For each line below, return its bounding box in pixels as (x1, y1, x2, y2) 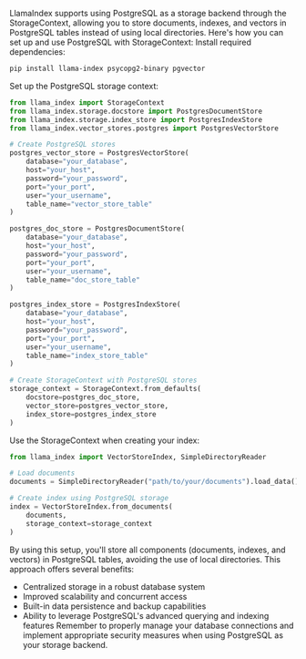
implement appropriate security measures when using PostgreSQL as (22, 629, 284, 641)
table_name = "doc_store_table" (25, 275, 141, 284)
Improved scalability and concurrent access (22, 591, 188, 602)
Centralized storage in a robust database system (22, 581, 206, 592)
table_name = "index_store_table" (25, 351, 148, 360)
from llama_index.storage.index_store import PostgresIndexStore (9, 115, 262, 124)
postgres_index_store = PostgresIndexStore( (9, 300, 181, 309)
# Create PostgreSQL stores (9, 140, 117, 149)
